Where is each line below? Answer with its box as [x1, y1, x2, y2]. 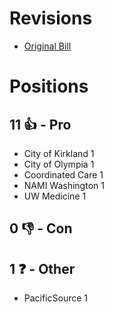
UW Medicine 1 [23, 190, 87, 202]
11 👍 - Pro [9, 116, 72, 133]
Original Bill [23, 40, 72, 52]
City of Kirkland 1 [23, 147, 95, 159]
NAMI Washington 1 [23, 179, 105, 191]
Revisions [9, 7, 93, 30]
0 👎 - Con [9, 220, 73, 237]
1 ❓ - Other [9, 260, 76, 277]
